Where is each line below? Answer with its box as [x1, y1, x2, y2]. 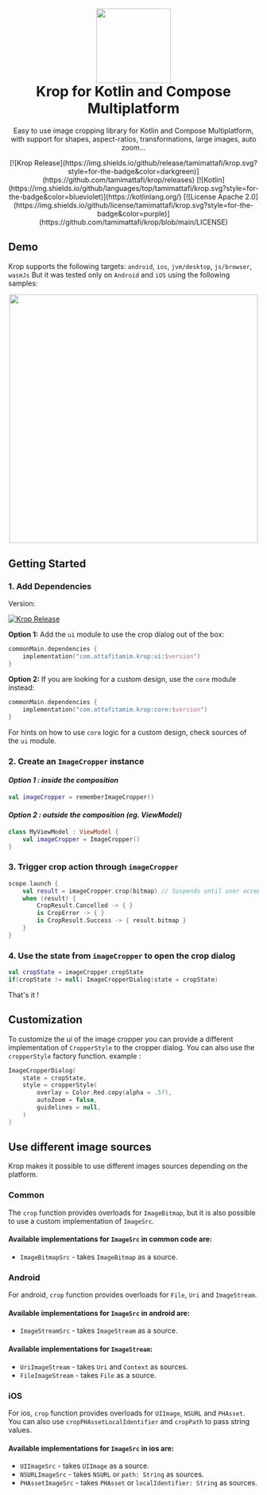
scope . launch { [8, 879, 59, 887]
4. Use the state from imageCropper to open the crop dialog [8, 950, 236, 961]
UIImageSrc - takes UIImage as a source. [19, 1461, 149, 1471]
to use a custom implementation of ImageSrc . [8, 1216, 155, 1225]
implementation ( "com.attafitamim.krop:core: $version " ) [22, 705, 208, 714]
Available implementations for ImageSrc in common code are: [8, 1234, 213, 1244]
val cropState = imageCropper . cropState [8, 968, 145, 976]
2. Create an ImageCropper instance [8, 756, 145, 767]
